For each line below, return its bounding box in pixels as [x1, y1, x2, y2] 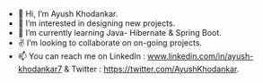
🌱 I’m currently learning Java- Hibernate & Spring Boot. [17, 28, 222, 37]
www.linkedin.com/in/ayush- [147, 51, 254, 62]
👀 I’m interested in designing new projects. [17, 18, 176, 29]
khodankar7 [17, 63, 63, 74]
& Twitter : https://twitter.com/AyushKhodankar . [64, 63, 240, 74]
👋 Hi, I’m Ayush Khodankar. [17, 9, 118, 19]
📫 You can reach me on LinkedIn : [17, 51, 146, 62]
